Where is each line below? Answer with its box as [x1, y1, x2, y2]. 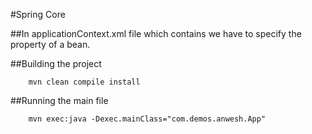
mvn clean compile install [28, 77, 141, 87]
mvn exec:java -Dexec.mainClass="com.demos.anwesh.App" [28, 114, 267, 124]
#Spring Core [10, 9, 66, 20]
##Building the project [10, 58, 102, 69]
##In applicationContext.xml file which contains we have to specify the [10, 28, 302, 39]
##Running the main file [10, 95, 109, 106]
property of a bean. [10, 39, 91, 50]
